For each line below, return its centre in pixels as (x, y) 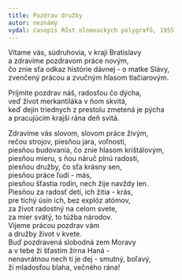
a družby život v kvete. (45, 234)
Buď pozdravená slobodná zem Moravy (72, 242)
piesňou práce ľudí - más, (50, 175)
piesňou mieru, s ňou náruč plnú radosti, (74, 159)
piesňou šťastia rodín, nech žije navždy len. (78, 184)
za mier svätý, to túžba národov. (60, 217)
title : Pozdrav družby (45, 15)
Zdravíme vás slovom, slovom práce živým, (78, 133)
